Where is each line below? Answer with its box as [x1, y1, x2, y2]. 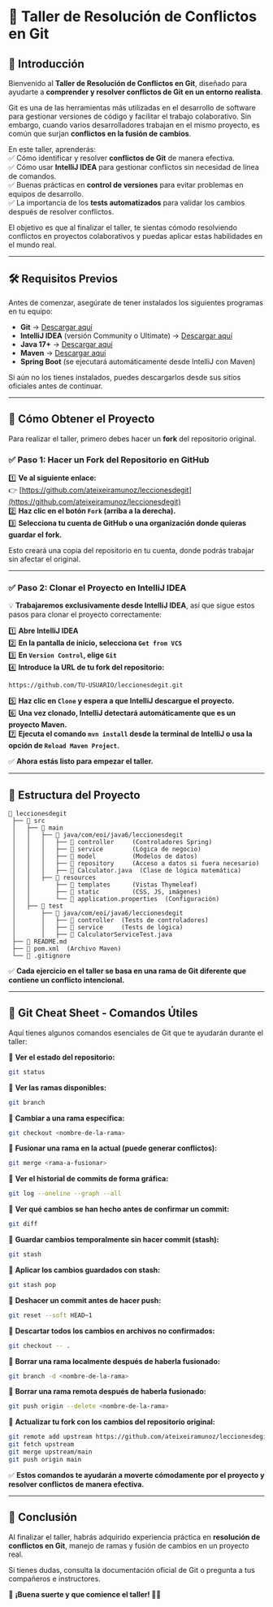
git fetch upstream [8, 1440, 75, 1449]
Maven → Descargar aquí [19, 348, 106, 357]
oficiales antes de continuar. [8, 381, 103, 391]
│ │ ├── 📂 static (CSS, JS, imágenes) [11, 888, 201, 896]
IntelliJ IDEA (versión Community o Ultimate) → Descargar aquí [19, 331, 233, 340]
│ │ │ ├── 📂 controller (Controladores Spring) [11, 838, 213, 847]
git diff [8, 1220, 38, 1228]
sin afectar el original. [8, 554, 81, 564]
